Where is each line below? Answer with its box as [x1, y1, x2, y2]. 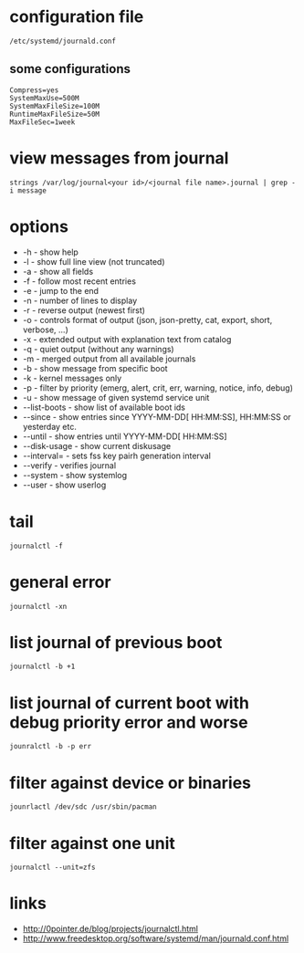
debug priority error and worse [9, 712, 248, 732]
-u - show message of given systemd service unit [22, 392, 210, 403]
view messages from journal [9, 148, 229, 168]
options [9, 216, 68, 236]
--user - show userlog [22, 479, 107, 490]
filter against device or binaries [9, 772, 252, 793]
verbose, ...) [22, 324, 68, 335]
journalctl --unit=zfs [9, 863, 96, 873]
